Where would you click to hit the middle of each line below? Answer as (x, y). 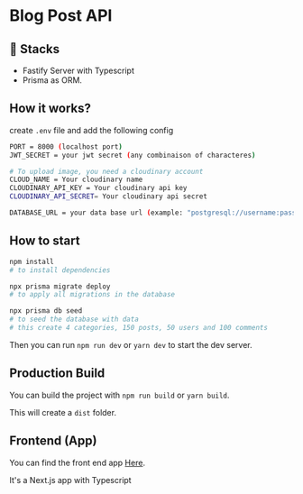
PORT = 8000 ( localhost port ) (66, 146)
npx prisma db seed (46, 311)
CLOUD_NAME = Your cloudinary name (76, 180)
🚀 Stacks (35, 49)
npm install (32, 261)
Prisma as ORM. (52, 80)
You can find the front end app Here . (78, 462)
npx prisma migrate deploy (60, 286)
